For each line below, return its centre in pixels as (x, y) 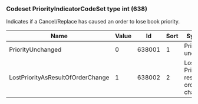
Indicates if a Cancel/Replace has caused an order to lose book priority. (93, 22)
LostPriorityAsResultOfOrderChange (59, 78)
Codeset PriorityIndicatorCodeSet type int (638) (77, 9)
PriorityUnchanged (35, 50)
